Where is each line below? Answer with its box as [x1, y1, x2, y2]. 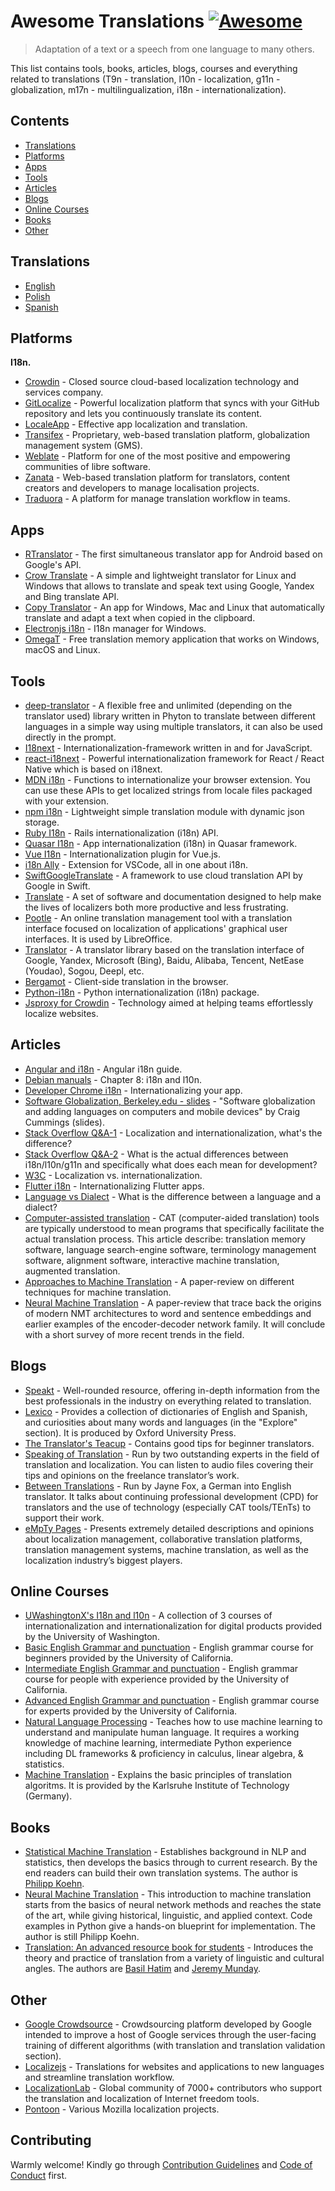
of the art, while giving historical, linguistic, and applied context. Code [24, 1910, 313, 1922]
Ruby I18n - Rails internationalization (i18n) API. [24, 827, 219, 839]
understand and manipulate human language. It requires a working [24, 1726, 300, 1739]
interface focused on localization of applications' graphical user [24, 923, 288, 934]
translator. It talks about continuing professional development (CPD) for [24, 1490, 319, 1502]
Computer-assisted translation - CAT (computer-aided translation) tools [24, 1211, 320, 1224]
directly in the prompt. [24, 731, 117, 743]
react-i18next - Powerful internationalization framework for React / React [24, 753, 325, 764]
